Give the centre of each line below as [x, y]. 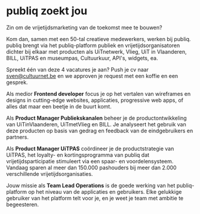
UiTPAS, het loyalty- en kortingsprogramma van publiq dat [78, 155]
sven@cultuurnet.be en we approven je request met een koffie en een [92, 76]
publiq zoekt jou [47, 11]
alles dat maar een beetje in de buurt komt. [59, 106]
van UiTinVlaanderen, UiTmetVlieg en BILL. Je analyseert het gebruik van [96, 124]
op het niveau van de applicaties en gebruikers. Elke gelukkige [105, 191]
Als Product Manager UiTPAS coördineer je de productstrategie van [90, 148]
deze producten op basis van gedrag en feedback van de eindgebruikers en [100, 131]
